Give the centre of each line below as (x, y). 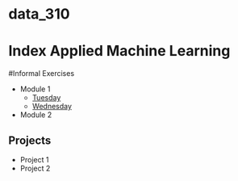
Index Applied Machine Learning (119, 51)
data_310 (39, 14)
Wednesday (52, 107)
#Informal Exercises (42, 74)
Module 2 (36, 115)
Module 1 (35, 89)
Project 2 (35, 168)
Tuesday (46, 98)
